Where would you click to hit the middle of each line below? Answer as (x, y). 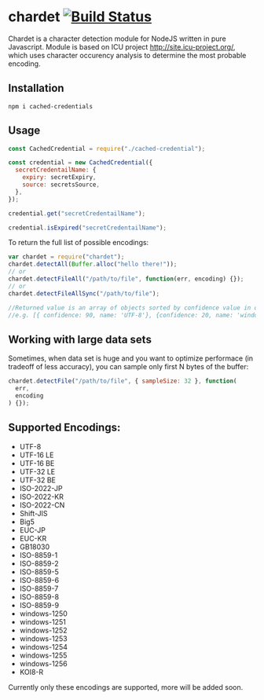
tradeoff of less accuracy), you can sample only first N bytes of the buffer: (128, 367)
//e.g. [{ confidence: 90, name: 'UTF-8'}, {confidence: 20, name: (121, 315)
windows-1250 (44, 614)
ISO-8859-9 (39, 605)
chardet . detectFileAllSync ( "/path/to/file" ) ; (84, 293)
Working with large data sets (80, 339)
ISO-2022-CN (42, 505)
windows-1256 (44, 663)
